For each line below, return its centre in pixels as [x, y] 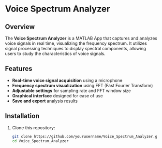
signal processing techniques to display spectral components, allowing [76, 48]
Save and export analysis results [45, 101]
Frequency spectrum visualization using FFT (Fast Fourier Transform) [82, 85]
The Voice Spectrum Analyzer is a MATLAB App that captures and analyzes [81, 38]
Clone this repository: [33, 128]
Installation [22, 116]
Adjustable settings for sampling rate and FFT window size [71, 91]
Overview [20, 27]
